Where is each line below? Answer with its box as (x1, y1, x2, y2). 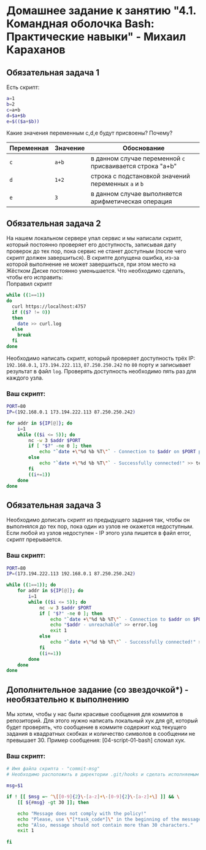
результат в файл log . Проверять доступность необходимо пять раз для (6, 367, 196, 375)
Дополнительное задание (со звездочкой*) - (6, 684, 189, 695)
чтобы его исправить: (6, 274, 63, 281)
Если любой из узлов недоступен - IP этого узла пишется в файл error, (6, 529, 191, 537)
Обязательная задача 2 (6, 218, 101, 228)
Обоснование (122, 144, 165, 152)
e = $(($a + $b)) (6, 118, 40, 125)
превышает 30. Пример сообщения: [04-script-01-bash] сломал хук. (6, 736, 186, 744)
